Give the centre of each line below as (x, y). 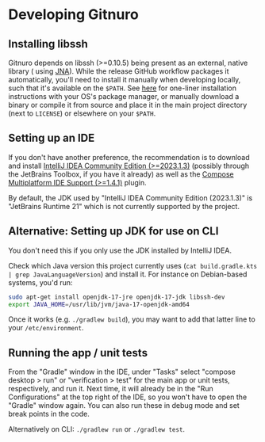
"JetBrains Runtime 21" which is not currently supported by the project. (124, 206)
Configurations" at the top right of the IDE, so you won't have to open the (128, 397)
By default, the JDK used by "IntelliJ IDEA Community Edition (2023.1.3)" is (131, 198)
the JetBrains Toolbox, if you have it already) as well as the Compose (121, 174)
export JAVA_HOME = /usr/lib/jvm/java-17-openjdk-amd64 (99, 304)
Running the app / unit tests (78, 353)
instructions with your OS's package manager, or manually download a (124, 96)
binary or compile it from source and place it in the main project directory (128, 105)
